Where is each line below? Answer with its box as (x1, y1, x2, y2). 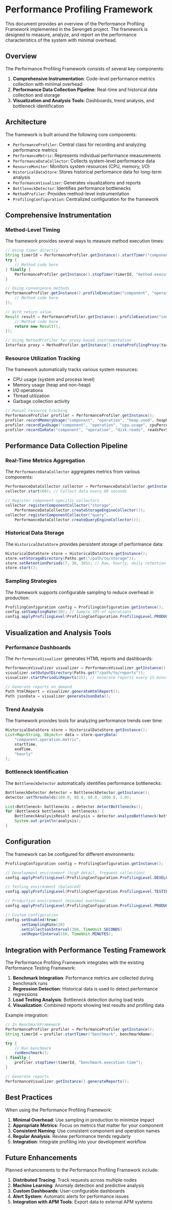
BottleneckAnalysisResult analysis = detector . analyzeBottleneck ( (14, 814, 159, 819)
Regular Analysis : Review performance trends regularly (12, 1133, 131, 1139)
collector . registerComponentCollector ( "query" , (5, 512, 109, 518)
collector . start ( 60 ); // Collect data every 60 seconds (5, 489, 127, 494)
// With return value (5, 309, 52, 315)
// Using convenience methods (5, 286, 70, 291)
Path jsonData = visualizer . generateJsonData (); (5, 694, 111, 699)
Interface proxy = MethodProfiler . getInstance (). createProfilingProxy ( (5, 343, 161, 348)
